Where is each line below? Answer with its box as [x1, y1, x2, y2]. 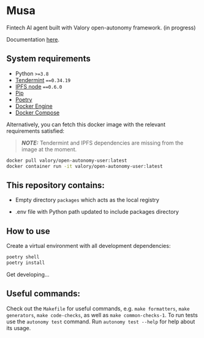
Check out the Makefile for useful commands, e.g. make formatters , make [6, 304, 190, 312]
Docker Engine [15, 102, 53, 110]
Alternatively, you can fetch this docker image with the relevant [6, 121, 165, 128]
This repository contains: [6, 180, 105, 190]
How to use [6, 226, 50, 236]
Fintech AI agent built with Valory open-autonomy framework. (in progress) [6, 24, 196, 31]
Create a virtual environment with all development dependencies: [6, 242, 171, 250]
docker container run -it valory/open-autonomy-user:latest [6, 163, 164, 169]
